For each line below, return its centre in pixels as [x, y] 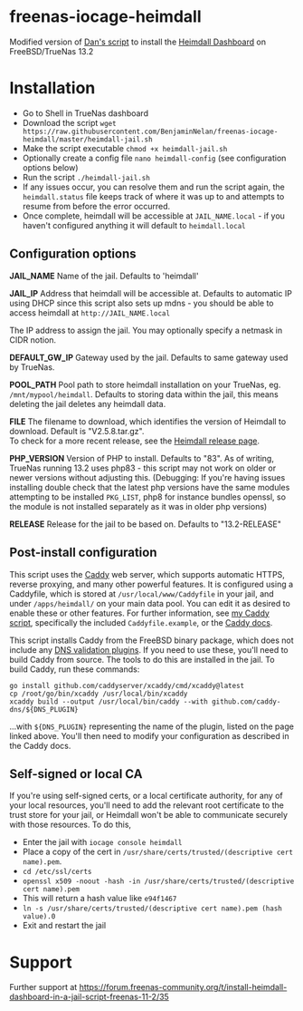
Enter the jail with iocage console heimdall [102, 842]
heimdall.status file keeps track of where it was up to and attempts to [153, 196]
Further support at [43, 987]
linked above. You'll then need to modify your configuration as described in [149, 735]
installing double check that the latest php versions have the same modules [150, 487]
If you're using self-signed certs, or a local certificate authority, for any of [146, 796]
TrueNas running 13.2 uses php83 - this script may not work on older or [143, 468]
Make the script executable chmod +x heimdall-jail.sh [125, 148]
